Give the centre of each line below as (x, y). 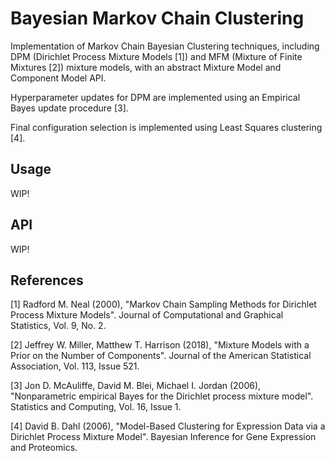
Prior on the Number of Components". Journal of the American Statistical (161, 356)
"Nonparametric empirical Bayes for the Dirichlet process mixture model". (162, 396)
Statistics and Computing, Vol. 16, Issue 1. (96, 407)
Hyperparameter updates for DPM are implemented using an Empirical (155, 97)
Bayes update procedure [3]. (69, 108)
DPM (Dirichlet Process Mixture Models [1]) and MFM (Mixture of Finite (156, 56)
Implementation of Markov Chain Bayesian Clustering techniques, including (165, 46)
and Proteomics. (44, 448)
